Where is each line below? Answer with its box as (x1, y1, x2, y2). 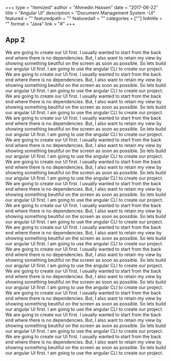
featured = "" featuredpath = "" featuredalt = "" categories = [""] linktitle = (5, 15, 163, 21)
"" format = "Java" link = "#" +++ (5, 21, 75, 27)
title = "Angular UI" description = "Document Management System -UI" (5, 10, 156, 16)
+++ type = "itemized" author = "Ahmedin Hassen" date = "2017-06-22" (5, 5, 159, 10)
